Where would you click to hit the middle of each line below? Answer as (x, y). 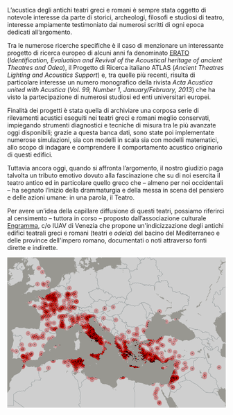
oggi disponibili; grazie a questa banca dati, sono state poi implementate (111, 132)
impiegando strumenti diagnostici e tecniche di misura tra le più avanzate (112, 125)
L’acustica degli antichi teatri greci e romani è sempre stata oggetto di (107, 10)
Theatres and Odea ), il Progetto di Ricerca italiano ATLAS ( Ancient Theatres (115, 68)
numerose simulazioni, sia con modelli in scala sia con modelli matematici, (113, 140)
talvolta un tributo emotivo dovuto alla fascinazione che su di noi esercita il (114, 175)
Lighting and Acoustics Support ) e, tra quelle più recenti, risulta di (101, 75)
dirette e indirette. (33, 248)
